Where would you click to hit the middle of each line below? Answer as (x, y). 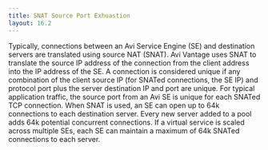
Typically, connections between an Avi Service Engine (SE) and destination (132, 45)
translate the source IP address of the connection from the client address (129, 63)
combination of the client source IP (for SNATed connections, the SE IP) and (133, 80)
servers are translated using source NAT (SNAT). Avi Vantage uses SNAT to (132, 54)
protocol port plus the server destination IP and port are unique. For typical (132, 88)
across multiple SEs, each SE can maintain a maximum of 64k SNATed (124, 130)
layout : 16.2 (30, 23)
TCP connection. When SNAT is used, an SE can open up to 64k (114, 105)
